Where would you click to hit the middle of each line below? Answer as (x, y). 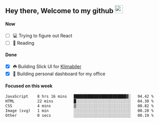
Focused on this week (29, 86)
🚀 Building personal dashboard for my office (59, 74)
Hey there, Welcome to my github (59, 11)
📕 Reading (23, 43)
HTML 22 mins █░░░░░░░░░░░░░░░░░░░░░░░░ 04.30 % (79, 101)
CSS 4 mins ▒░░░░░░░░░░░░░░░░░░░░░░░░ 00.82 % (79, 106)
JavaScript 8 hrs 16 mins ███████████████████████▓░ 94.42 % (79, 97)
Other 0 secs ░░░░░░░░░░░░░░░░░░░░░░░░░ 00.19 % (79, 115)
